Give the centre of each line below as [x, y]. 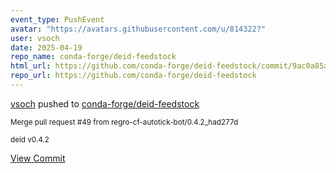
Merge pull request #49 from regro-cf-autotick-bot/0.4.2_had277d [124, 122]
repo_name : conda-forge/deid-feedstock [93, 57]
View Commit [38, 158]
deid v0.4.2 [30, 139]
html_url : [31, 66]
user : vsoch [35, 38]
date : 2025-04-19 [46, 47]
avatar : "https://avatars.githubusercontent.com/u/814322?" [138, 29]
